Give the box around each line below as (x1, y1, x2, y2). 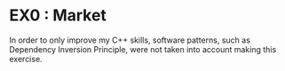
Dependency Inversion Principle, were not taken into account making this (9, 43, 277, 54)
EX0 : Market (9, 5, 107, 26)
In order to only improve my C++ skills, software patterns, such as (9, 35, 251, 45)
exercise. (9, 53, 43, 64)
